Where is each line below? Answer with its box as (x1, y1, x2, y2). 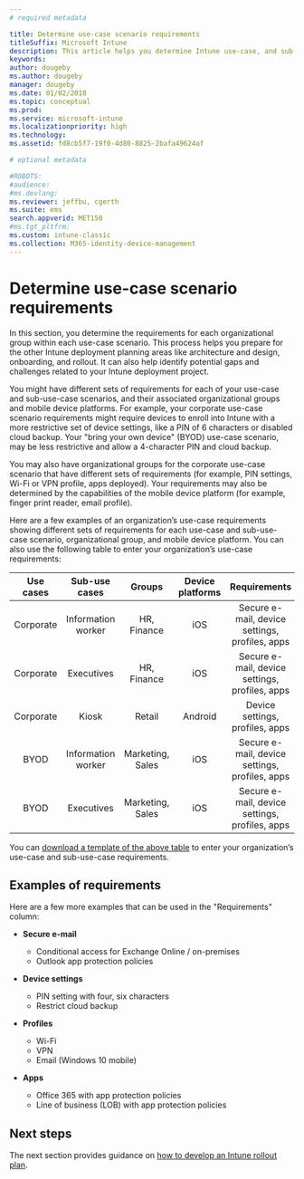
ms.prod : (9, 105, 43, 114)
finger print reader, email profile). (9, 497, 133, 508)
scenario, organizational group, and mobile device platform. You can (29, 533, 284, 544)
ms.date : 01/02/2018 (9, 88, 88, 98)
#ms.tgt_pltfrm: (9, 223, 71, 232)
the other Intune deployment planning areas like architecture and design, (9, 346, 280, 358)
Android (182, 710, 217, 723)
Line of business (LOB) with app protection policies (35, 1099, 227, 1110)
